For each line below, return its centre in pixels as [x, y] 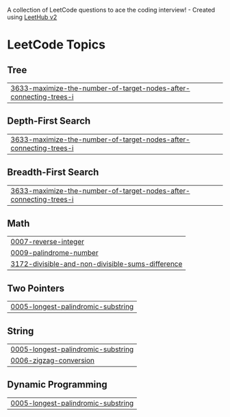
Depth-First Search [49, 121]
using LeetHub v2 [32, 17]
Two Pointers [36, 288]
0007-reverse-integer [47, 242]
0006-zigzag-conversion [52, 360]
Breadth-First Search [53, 173]
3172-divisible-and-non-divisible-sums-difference [97, 264]
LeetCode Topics [56, 45]
